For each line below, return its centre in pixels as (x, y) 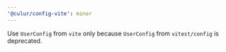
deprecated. (25, 41)
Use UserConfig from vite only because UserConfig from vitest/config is (113, 33)
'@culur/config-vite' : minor (50, 14)
